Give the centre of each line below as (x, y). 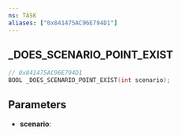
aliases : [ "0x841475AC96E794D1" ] (63, 23)
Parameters (37, 105)
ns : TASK (22, 15)
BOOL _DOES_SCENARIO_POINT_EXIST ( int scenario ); (89, 81)
